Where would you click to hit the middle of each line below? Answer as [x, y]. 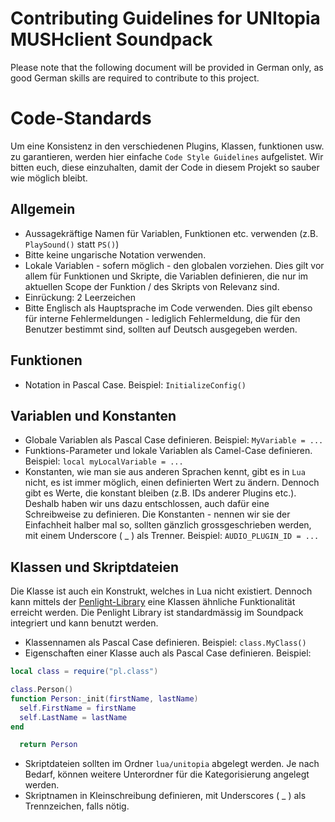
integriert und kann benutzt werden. [84, 623]
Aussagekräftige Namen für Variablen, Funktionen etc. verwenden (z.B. [171, 233]
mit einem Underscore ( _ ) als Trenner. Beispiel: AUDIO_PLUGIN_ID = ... [172, 536]
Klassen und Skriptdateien [95, 567]
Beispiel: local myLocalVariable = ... [104, 461]
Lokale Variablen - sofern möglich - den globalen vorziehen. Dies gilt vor [174, 265]
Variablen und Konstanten [93, 415]
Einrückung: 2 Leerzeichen [80, 297]
